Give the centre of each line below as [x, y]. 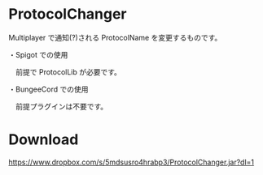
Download [44, 140]
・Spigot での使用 [38, 54]
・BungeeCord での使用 [48, 89]
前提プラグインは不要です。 [61, 106]
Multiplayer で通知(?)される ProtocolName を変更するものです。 [115, 37]
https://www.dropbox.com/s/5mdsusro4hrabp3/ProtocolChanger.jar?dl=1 [131, 162]
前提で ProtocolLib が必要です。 [68, 72]
